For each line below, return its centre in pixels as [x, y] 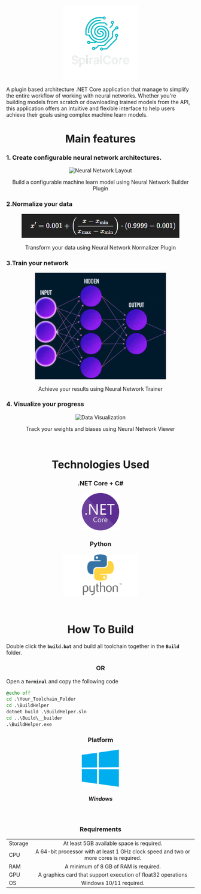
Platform [100, 740]
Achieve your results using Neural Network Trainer [100, 389]
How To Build [100, 630]
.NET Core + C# [100, 483]
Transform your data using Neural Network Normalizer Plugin [100, 247]
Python [100, 544]
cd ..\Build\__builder [34, 718]
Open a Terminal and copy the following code [62, 681]
